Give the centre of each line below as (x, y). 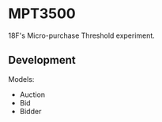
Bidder (30, 111)
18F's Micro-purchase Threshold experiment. (82, 35)
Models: (21, 79)
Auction (32, 94)
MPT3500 (42, 14)
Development (42, 60)
